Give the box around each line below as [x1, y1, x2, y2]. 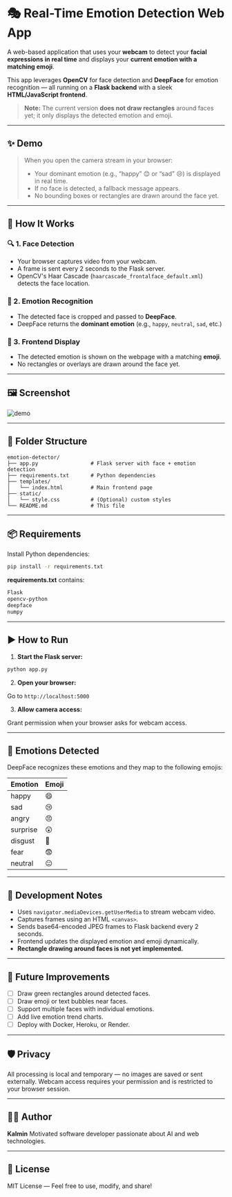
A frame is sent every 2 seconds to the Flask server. [17, 265, 166, 273]
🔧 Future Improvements [7, 971, 110, 983]
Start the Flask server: [17, 652, 83, 660]
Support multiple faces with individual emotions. [17, 1005, 155, 1013]
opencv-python [7, 595, 48, 603]
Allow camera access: [17, 705, 83, 714]
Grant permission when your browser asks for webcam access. [7, 718, 188, 727]
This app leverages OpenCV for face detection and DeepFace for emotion [7, 75, 219, 84]
